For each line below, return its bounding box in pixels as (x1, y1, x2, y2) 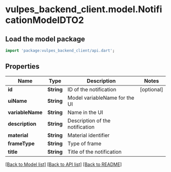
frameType (8, 140, 35, 147)
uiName (8, 97, 27, 104)
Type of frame (67, 140, 102, 147)
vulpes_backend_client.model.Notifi (5, 4, 162, 15)
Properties (5, 62, 40, 71)
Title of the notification (67, 148, 122, 155)
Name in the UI (67, 108, 103, 116)
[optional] (139, 85, 163, 93)
